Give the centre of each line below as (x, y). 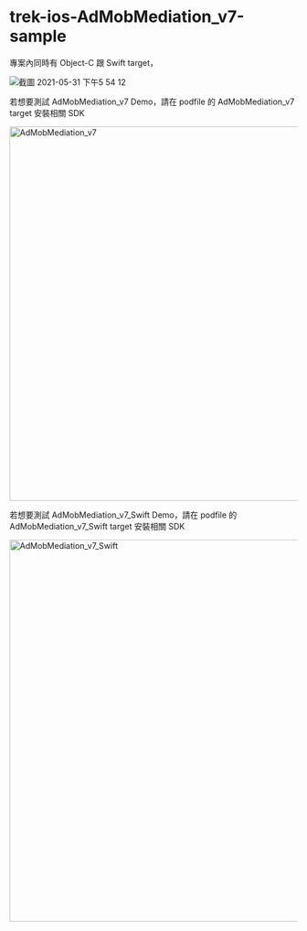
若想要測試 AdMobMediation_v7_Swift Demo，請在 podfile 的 (123, 515)
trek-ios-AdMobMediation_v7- (127, 17)
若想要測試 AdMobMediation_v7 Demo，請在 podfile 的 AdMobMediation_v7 (152, 102)
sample (38, 36)
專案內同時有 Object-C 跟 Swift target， (84, 62)
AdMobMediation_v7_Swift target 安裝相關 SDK (97, 526)
